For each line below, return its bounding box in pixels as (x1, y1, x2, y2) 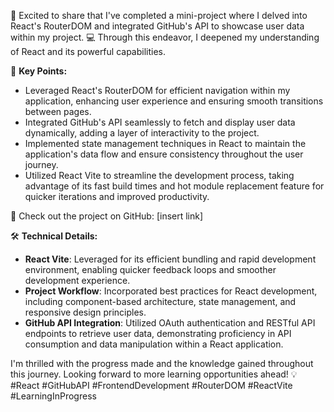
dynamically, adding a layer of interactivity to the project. (24, 127, 260, 139)
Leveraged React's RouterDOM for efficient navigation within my (24, 85, 291, 96)
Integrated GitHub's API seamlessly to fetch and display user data (24, 116, 296, 128)
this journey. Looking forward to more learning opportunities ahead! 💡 (10, 368, 298, 380)
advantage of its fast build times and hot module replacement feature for (24, 180, 325, 192)
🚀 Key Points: (10, 65, 68, 77)
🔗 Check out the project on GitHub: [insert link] (10, 210, 204, 222)
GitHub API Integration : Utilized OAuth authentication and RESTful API (24, 317, 316, 329)
